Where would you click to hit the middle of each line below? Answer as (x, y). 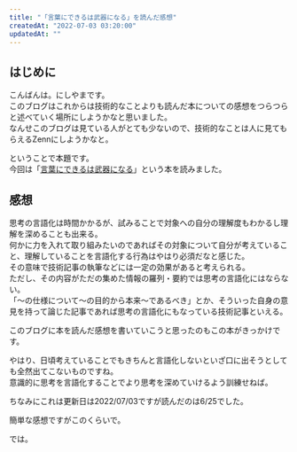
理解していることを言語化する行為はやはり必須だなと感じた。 (137, 256)
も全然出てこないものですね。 (63, 371)
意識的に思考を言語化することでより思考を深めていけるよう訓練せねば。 (141, 382)
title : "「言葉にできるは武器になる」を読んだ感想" (93, 17)
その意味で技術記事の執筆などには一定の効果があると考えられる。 (129, 267)
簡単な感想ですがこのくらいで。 (67, 420)
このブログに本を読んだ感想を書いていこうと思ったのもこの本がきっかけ (141, 330)
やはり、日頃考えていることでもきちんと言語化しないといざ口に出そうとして (148, 360)
